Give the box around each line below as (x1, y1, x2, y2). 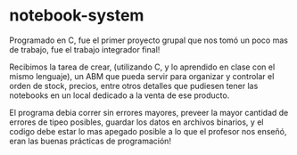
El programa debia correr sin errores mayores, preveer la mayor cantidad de (9, 107, 289, 118)
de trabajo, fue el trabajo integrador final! (9, 44, 161, 54)
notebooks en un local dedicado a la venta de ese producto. (9, 90, 230, 101)
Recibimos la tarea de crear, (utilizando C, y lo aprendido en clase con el (9, 61, 276, 72)
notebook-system (9, 5, 144, 26)
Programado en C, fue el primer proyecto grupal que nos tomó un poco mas (9, 35, 288, 45)
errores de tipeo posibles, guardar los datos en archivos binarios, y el (9, 117, 264, 127)
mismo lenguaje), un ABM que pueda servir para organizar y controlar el (9, 70, 275, 81)
